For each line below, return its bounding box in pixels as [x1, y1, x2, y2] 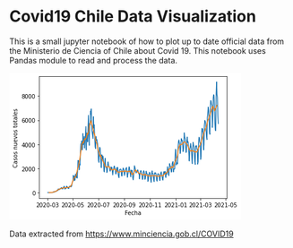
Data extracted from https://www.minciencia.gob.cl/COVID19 [9, 228, 235, 239]
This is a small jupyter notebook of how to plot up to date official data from [9, 36, 285, 47]
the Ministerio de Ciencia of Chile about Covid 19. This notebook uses [9, 45, 266, 56]
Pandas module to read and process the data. [9, 55, 177, 65]
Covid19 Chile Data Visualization [9, 6, 257, 27]
